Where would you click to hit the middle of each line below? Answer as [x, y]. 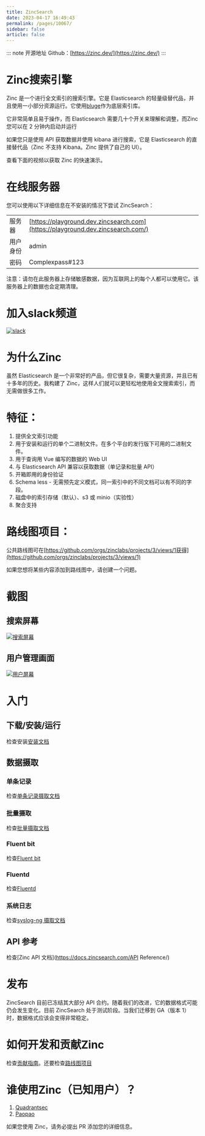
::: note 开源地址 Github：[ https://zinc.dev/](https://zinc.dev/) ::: [86, 53]
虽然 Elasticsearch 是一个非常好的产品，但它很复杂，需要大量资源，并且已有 [102, 375]
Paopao [25, 1114]
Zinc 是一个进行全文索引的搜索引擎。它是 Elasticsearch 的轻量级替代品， [98, 98]
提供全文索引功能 [37, 436]
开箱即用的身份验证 [39, 474]
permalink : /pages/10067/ [39, 23]
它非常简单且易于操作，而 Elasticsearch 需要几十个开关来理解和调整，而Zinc [102, 119]
